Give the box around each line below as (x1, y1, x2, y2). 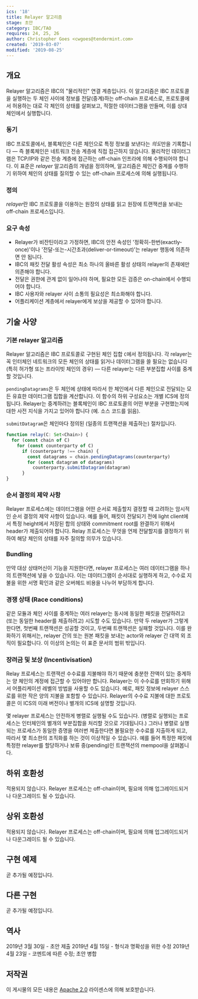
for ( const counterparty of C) (17, 443, 94, 449)
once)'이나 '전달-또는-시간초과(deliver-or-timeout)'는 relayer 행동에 (14, 246, 174, 253)
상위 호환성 (6, 811, 44, 822)
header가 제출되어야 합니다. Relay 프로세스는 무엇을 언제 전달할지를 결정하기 (6, 527, 183, 535)
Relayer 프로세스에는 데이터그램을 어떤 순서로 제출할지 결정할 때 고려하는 (6, 505, 174, 513)
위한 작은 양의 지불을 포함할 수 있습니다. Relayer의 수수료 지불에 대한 (17, 692, 176, 699)
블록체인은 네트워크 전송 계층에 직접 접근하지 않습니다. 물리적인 (25, 147, 170, 154)
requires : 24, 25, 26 (6, 31, 60, 37)
